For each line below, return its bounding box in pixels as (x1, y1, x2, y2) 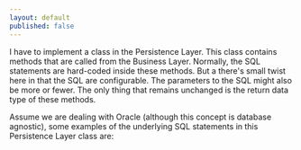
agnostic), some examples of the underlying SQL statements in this (9, 120, 259, 131)
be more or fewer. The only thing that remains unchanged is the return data (9, 84, 289, 95)
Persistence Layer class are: (9, 130, 114, 141)
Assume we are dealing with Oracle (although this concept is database (9, 111, 272, 122)
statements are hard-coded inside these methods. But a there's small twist (9, 65, 287, 76)
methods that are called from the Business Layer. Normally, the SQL (9, 56, 261, 66)
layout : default (9, 13, 70, 22)
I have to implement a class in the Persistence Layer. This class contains (9, 46, 278, 57)
